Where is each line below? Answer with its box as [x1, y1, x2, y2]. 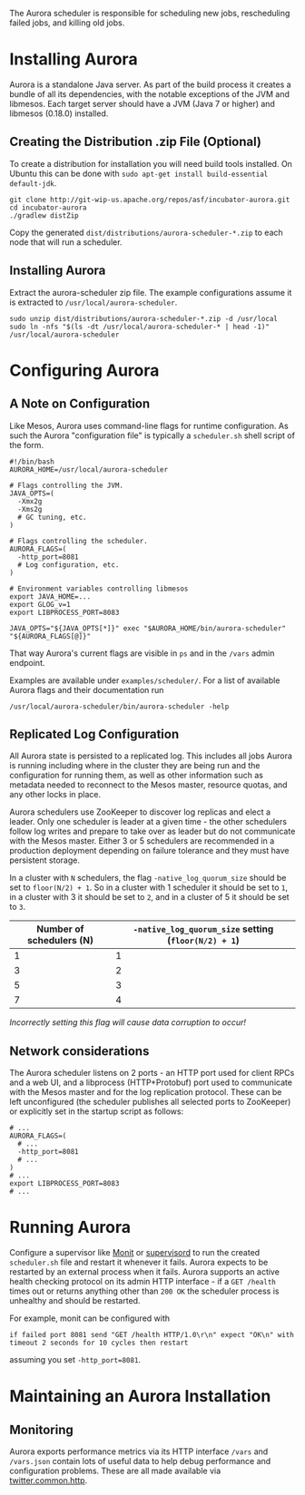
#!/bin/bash [9, 457, 54, 466]
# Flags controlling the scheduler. [9, 536, 148, 545]
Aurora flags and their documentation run [9, 684, 164, 695]
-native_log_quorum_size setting [133, 923, 274, 935]
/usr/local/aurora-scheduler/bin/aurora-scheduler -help [9, 702, 230, 711]
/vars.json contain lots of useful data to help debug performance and [9, 1456, 271, 1467]
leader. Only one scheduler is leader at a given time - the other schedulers [9, 816, 288, 827]
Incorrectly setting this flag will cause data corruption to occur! [9, 1017, 247, 1028]
